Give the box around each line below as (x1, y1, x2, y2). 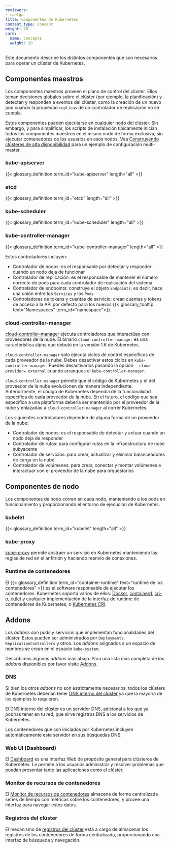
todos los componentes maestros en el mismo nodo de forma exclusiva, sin (5, 130, 163, 136)
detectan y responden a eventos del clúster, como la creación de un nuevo (5, 99, 161, 105)
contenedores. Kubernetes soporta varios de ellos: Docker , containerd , (5, 590, 154, 596)
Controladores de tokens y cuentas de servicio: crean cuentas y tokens (12, 296, 162, 302)
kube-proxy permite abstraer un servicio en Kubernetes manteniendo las (5, 550, 157, 556)
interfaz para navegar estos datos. (5, 802, 77, 808)
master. (5, 147, 21, 153)
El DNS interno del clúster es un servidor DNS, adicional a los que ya (5, 706, 149, 712)
